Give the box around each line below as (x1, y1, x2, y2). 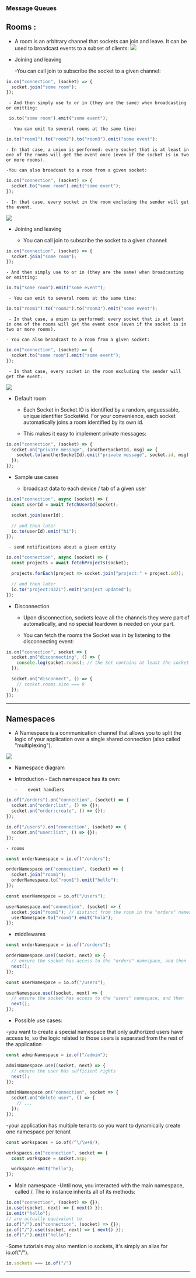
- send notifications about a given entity (8, 544, 116, 550)
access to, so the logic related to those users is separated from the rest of (6, 1034, 184, 1041)
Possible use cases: (14, 1017, 63, 1024)
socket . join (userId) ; (11, 512, 64, 518)
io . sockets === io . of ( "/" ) (6, 1260, 72, 1266)
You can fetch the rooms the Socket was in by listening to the (23, 631, 171, 639)
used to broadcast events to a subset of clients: (14, 44, 129, 52)
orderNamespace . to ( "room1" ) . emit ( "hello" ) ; (11, 877, 118, 883)
